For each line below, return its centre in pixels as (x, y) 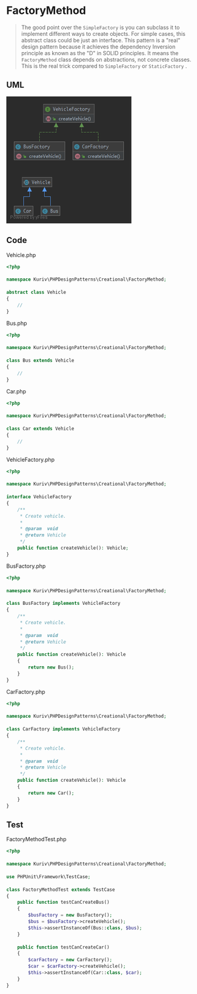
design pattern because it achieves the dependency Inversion (98, 47)
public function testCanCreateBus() (64, 902)
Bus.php (17, 323)
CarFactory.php (26, 692)
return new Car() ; (51, 793)
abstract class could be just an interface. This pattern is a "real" (101, 40)
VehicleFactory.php (31, 459)
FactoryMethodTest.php (36, 839)
